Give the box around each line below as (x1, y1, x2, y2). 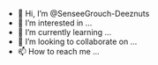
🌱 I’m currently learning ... (17, 27, 112, 37)
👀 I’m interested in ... (17, 18, 93, 28)
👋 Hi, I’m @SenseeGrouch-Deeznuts (17, 9, 150, 18)
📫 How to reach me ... (17, 47, 100, 56)
